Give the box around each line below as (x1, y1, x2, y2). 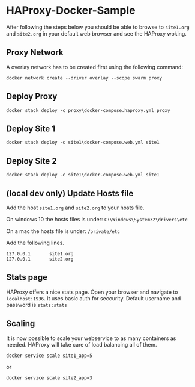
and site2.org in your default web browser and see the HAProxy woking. (6, 29, 187, 37)
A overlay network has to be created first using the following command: (6, 63, 183, 70)
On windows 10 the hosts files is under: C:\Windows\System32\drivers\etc (6, 216, 188, 223)
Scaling (6, 318, 35, 329)
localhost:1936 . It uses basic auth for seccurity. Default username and (6, 294, 181, 302)
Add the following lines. (6, 239, 65, 246)
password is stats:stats (6, 301, 67, 308)
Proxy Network (6, 48, 64, 58)
